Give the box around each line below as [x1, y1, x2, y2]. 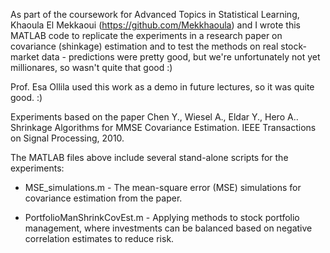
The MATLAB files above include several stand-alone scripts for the [10, 152, 289, 163]
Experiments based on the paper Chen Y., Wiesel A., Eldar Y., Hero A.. [10, 111, 299, 123]
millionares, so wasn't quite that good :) [10, 62, 173, 73]
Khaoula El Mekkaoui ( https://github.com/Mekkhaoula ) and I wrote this [10, 19, 301, 31]
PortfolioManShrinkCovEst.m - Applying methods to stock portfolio [24, 212, 300, 223]
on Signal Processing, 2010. [10, 132, 125, 144]
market [10, 51, 40, 63]
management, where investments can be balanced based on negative [24, 222, 313, 234]
